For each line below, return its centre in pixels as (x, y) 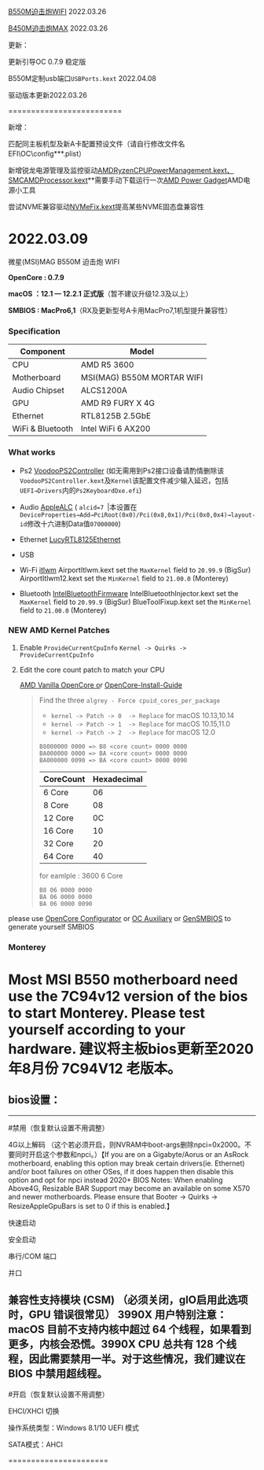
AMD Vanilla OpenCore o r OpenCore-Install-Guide (101, 685)
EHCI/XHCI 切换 (34, 1411)
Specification (34, 331)
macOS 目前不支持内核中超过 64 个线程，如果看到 (130, 1330)
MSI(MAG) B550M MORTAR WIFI (142, 378)
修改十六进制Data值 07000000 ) (74, 523)
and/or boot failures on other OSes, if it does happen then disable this (121, 1171)
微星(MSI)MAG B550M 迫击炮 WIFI (64, 261)
